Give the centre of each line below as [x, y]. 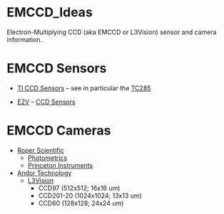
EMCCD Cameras [59, 130]
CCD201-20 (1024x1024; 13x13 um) [90, 196]
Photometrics [47, 158]
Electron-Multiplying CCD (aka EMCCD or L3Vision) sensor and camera [112, 32]
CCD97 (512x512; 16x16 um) [79, 188]
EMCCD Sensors [57, 69]
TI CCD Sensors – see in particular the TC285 [84, 88]
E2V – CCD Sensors [46, 102]
